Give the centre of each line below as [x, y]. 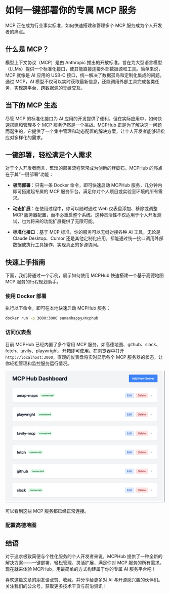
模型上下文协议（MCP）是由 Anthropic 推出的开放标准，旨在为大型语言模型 [84, 62]
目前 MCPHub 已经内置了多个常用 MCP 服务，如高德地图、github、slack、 [83, 344]
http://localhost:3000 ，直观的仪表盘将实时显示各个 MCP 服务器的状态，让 [84, 357]
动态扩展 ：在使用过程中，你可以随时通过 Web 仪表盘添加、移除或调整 [85, 209]
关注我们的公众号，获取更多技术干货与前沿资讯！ [56, 586]
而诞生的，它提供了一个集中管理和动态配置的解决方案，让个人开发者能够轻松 [85, 131]
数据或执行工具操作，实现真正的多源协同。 [57, 245]
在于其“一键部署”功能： [30, 174]
